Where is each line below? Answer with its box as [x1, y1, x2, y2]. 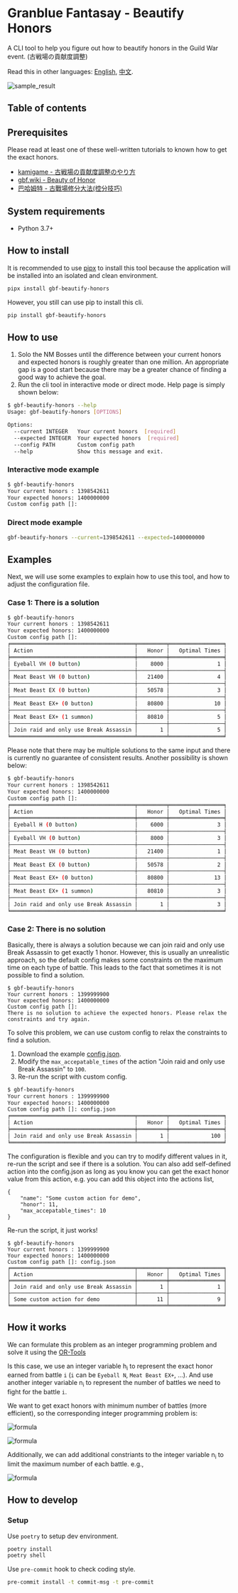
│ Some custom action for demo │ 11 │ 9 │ [7, 1295, 227, 1303]
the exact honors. [7, 153, 59, 162]
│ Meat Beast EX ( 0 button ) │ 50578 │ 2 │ [7, 861, 227, 868]
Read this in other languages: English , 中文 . [7, 67, 134, 76]
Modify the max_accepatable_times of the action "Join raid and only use [17, 1057, 225, 1066]
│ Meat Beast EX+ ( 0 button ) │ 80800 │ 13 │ [7, 874, 227, 881]
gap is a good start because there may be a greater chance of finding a [17, 365, 227, 374]
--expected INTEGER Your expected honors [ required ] [13, 435, 180, 442]
